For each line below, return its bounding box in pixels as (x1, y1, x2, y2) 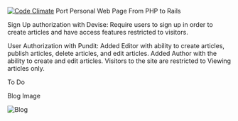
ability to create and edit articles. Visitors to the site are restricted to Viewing (7, 57, 232, 65)
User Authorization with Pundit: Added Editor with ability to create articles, (7, 42, 225, 50)
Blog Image (7, 92, 41, 100)
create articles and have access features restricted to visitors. (7, 28, 188, 36)
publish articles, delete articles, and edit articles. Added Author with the (7, 50, 217, 57)
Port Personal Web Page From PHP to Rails (55, 7, 181, 15)
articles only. (7, 64, 45, 72)
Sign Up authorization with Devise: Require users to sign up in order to (7, 21, 213, 28)
